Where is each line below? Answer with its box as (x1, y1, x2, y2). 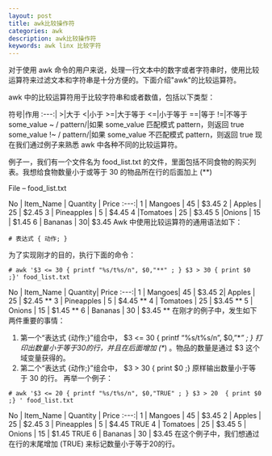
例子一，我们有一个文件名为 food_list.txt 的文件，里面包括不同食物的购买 (8, 157, 249, 167)
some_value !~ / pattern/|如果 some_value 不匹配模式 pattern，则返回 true (8, 130, 253, 140)
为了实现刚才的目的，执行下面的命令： (8, 250, 136, 260)
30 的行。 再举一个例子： (29, 374, 114, 383)
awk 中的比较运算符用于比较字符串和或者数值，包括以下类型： (8, 92, 216, 102)
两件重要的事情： (8, 316, 65, 326)
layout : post (8, 11, 52, 20)
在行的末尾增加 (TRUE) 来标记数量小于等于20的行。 (8, 439, 180, 449)
